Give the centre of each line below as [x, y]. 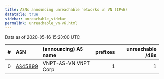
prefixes [105, 52]
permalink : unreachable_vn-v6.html [41, 23]
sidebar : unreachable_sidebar [36, 19]
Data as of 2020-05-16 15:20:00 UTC [42, 37]
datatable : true [21, 14]
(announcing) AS [63, 49]
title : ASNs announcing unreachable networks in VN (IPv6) [66, 10]
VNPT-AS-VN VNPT [66, 63]
